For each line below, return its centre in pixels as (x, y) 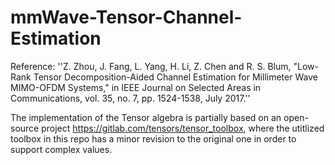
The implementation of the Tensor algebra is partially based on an (146, 117)
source (25, 128)
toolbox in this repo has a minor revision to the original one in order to (153, 138)
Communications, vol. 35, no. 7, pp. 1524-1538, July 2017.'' (130, 98)
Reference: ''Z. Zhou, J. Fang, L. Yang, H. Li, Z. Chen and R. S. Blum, (151, 66)
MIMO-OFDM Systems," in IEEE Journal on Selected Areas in (136, 87)
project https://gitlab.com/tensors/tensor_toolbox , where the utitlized (183, 128)
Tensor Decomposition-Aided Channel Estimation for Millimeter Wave (175, 77)
